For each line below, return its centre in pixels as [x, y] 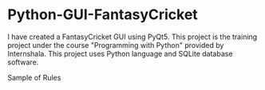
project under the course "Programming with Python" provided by [116, 45]
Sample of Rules [34, 77]
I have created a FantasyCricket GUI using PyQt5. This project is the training [132, 37]
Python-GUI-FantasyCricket [103, 15]
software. [23, 62]
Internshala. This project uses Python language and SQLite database [120, 53]
